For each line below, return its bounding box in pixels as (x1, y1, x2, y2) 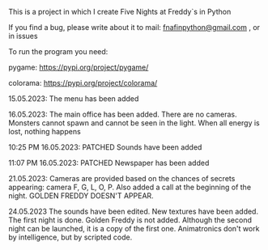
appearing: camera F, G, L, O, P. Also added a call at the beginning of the (8, 182, 252, 192)
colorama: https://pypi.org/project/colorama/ (8, 78, 158, 87)
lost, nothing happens (8, 127, 81, 136)
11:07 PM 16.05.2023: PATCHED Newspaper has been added (8, 158, 210, 167)
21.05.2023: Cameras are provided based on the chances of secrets (8, 174, 236, 183)
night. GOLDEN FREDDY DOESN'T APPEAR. (8, 191, 154, 201)
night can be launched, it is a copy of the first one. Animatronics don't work (8, 224, 260, 233)
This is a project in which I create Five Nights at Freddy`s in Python (8, 7, 232, 16)
